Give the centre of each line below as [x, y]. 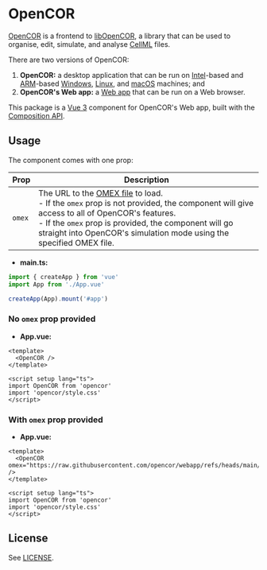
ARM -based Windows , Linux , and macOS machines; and [112, 83]
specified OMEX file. [77, 242]
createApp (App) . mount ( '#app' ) [58, 299]
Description [146, 180]
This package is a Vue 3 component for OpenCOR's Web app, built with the [132, 107]
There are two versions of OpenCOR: [69, 60]
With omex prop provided [56, 420]
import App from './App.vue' [56, 284]
